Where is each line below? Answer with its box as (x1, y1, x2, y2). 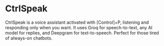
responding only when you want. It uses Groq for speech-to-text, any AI (5, 24, 153, 30)
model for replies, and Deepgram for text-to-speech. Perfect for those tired (5, 30, 159, 36)
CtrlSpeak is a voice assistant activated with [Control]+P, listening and (5, 19, 149, 25)
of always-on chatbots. (5, 35, 53, 41)
